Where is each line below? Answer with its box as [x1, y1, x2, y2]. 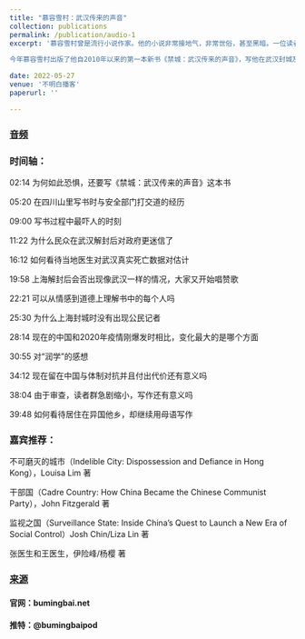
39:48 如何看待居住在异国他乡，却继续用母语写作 [9, 408, 193, 419]
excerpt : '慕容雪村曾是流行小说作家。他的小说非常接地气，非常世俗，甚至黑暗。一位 [9, 38, 287, 48]
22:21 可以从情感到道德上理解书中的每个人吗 [9, 293, 175, 304]
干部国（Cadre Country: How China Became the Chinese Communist [9, 487, 267, 498]
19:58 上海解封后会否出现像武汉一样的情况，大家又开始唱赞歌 [9, 274, 239, 285]
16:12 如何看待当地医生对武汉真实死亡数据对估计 [9, 254, 190, 265]
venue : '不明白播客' [9, 80, 80, 89]
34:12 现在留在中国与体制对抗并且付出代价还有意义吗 [9, 370, 207, 381]
